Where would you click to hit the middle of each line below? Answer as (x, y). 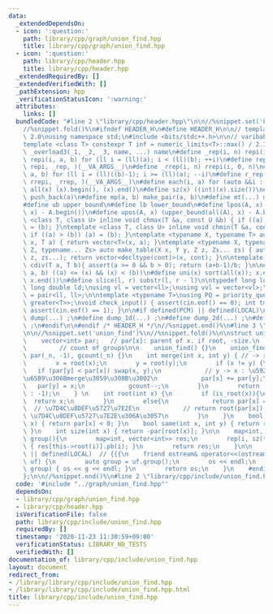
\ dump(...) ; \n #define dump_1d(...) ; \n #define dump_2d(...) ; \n (138, 318)
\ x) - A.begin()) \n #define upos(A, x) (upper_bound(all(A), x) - (138, 212)
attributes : (36, 106)
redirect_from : (34, 575)
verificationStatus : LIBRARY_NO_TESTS (82, 545)
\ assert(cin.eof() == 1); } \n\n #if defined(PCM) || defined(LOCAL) (141, 310)
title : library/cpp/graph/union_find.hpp (94, 46)
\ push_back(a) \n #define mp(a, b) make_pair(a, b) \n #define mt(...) (141, 197)
